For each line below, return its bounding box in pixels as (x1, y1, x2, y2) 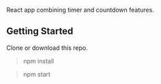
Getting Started (6, 25, 74, 37)
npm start (23, 70, 50, 78)
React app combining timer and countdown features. (6, 6, 154, 14)
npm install (23, 57, 55, 65)
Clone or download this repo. (6, 44, 88, 52)
